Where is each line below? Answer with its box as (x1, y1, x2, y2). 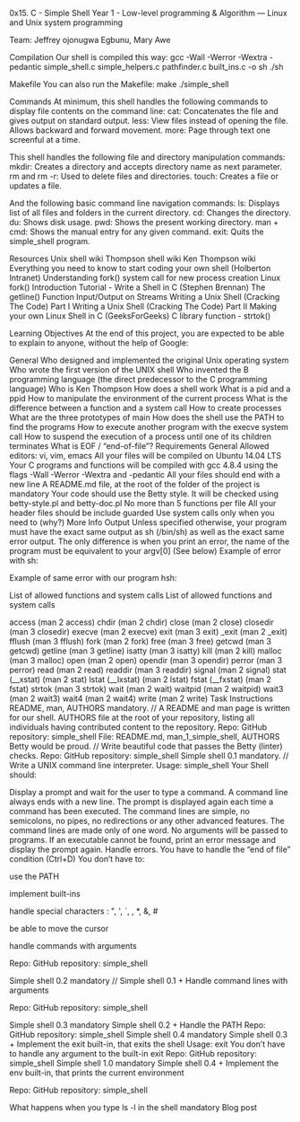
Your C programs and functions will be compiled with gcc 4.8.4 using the (9, 460, 279, 470)
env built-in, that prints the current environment (9, 1067, 185, 1078)
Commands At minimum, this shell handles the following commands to (9, 96, 269, 107)
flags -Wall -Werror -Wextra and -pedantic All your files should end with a (9, 469, 280, 479)
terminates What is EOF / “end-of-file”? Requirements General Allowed (9, 441, 270, 451)
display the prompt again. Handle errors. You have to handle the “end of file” (9, 844, 291, 855)
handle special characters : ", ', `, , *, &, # (9, 906, 159, 916)
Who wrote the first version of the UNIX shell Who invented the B (9, 364, 249, 375)
